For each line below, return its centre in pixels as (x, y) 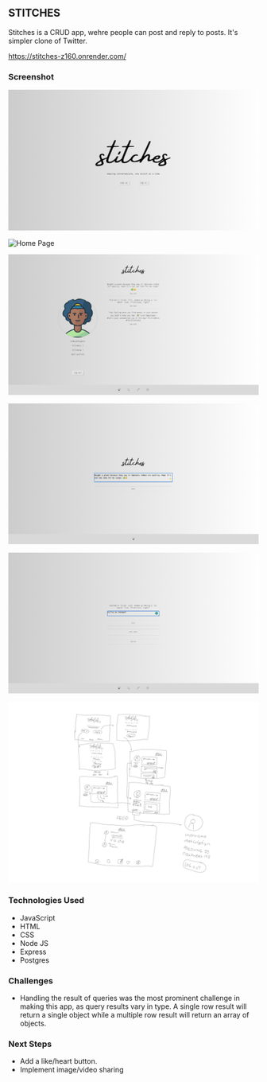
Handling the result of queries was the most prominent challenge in (130, 998)
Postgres (35, 960)
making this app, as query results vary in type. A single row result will (133, 1006)
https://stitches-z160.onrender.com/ (68, 56)
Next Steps (30, 1044)
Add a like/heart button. (58, 1061)
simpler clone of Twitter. (48, 41)
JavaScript (37, 917)
